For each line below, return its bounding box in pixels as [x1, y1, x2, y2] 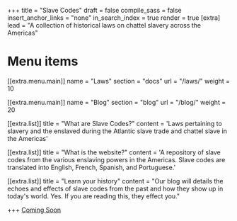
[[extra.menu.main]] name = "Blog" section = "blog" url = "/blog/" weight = [7, 98, 226, 106]
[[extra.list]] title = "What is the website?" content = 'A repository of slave [7, 148, 221, 157]
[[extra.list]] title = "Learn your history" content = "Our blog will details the [7, 176, 224, 185]
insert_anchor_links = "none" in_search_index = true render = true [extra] [7, 13, 221, 22]
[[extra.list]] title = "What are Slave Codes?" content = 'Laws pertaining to [7, 119, 223, 127]
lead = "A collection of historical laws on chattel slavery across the [7, 21, 202, 29]
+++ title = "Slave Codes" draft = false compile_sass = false [7, 6, 182, 14]
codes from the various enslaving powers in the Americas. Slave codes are [7, 155, 226, 164]
